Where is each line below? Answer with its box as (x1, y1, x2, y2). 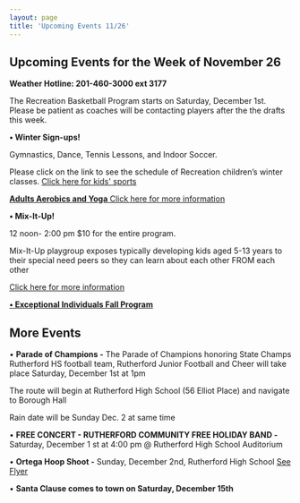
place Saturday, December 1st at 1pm (9, 368, 146, 379)
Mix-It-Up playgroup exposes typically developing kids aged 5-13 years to (9, 245, 283, 256)
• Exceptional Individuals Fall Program (9, 299, 154, 310)
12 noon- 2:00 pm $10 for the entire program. (9, 228, 176, 239)
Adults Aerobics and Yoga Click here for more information (9, 193, 226, 204)
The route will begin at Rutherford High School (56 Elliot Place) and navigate (9, 386, 290, 396)
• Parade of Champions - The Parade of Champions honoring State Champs (9, 349, 292, 360)
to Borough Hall (9, 395, 67, 405)
